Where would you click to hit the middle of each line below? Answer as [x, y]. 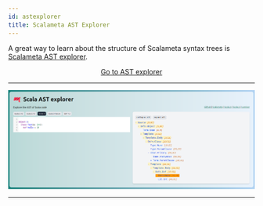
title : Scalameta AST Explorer [59, 25]
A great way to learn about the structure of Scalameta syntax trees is [119, 48]
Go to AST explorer [131, 71]
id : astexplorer [34, 16]
